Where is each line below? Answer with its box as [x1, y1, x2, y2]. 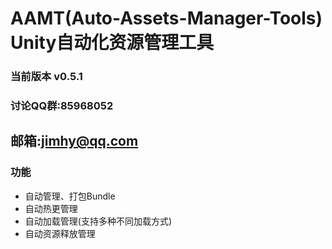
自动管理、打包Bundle [24, 190, 116, 202]
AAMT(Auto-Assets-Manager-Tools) [10, 7, 323, 30]
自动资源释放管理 [24, 227, 96, 239]
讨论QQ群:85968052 [10, 99, 114, 113]
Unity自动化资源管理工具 [10, 32, 215, 54]
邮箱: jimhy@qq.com [10, 133, 139, 150]
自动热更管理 [24, 202, 78, 214]
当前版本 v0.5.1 [10, 70, 83, 84]
